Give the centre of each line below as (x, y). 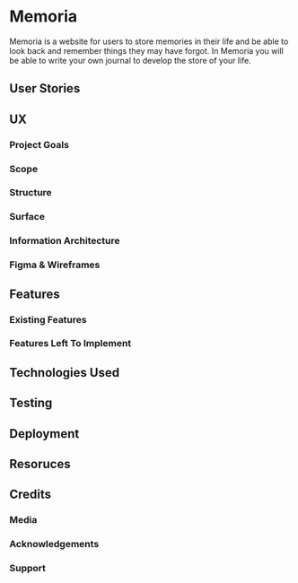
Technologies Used (64, 373)
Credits (31, 495)
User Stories (45, 88)
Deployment (44, 434)
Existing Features (48, 319)
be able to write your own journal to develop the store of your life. (130, 60)
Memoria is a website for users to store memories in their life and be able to (149, 41)
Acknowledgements (54, 544)
